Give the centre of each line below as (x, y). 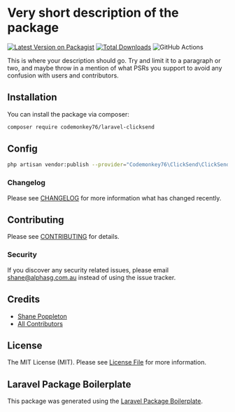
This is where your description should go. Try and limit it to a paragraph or (114, 60)
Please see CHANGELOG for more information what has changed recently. (114, 198)
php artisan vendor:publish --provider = (67, 165)
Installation (32, 97)
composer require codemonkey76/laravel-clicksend (81, 127)
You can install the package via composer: (68, 114)
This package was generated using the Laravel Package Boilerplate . (105, 401)
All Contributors (40, 323)
